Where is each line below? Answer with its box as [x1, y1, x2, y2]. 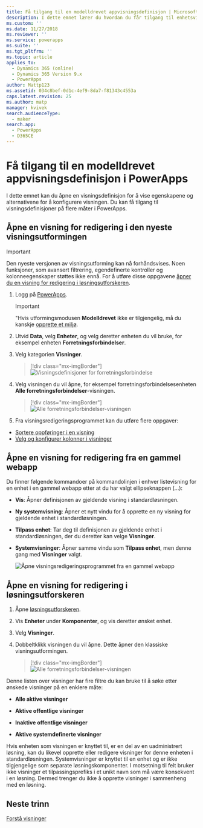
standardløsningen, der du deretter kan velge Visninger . [14, 533, 156, 540]
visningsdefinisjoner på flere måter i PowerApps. [6, 204, 127, 212]
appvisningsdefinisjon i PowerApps [6, 172, 188, 185]
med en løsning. [6, 781, 47, 789]
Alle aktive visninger [14, 695, 68, 703]
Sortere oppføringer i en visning [14, 429, 95, 436]
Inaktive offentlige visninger [14, 719, 88, 726]
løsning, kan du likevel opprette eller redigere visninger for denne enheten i [6, 749, 193, 756]
